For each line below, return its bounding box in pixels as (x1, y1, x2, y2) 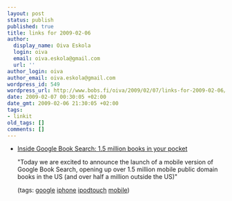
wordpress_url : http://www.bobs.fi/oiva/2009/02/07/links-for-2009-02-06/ (7, 87, 227, 94)
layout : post (7, 10, 45, 17)
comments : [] (7, 126, 45, 133)
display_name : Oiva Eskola (13, 42, 91, 49)
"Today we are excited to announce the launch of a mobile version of (17, 158, 214, 166)
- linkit (7, 113, 32, 119)
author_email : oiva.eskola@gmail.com (7, 74, 116, 82)
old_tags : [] (7, 119, 45, 126)
